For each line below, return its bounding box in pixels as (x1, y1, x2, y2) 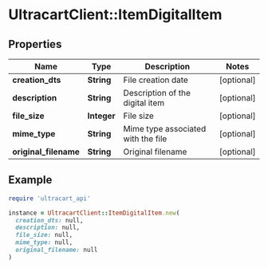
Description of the (123, 88, 191, 98)
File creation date (123, 74, 189, 85)
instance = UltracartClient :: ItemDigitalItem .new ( (8, 209, 180, 217)
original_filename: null (15, 246, 98, 254)
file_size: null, (15, 231, 73, 239)
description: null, (15, 223, 81, 232)
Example (8, 173, 53, 187)
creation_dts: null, (15, 216, 84, 224)
